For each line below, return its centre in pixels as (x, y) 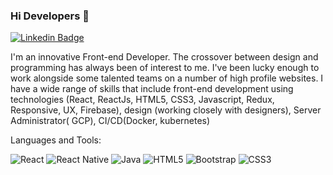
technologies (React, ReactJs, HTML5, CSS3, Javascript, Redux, (142, 100)
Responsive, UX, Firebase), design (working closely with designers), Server (166, 110)
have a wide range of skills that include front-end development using (152, 89)
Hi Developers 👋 (50, 16)
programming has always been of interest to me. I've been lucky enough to (165, 68)
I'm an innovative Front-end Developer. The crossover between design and (164, 57)
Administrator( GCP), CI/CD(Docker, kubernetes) (110, 121)
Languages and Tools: (56, 140)
